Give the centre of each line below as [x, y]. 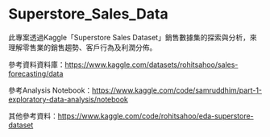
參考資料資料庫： [37, 64]
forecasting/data [36, 73]
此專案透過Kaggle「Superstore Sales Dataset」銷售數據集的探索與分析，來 [133, 37]
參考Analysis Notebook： [50, 90]
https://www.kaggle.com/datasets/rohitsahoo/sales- [152, 64]
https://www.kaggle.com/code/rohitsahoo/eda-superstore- [156, 116]
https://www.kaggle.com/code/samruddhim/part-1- [177, 90]
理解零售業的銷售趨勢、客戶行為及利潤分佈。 [83, 47]
